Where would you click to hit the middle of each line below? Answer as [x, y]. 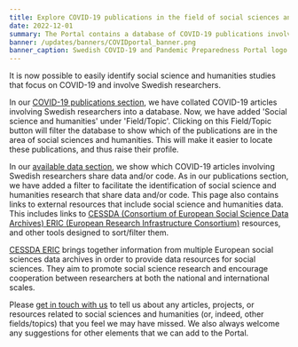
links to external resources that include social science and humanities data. [146, 204]
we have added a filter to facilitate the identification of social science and [143, 185]
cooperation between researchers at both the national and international [139, 278]
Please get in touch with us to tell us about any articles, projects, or [132, 305]
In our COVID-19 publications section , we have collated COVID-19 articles [143, 102]
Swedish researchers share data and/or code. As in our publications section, [149, 176]
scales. [22, 288]
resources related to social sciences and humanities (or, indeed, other [137, 314]
